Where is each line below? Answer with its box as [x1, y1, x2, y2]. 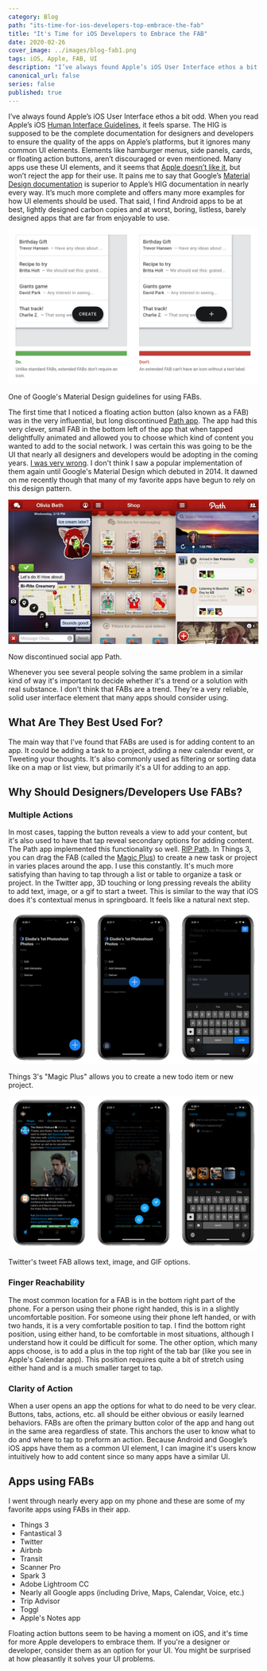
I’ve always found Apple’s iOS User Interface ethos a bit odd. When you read [8, 112, 259, 121]
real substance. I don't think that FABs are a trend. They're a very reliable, [8, 684, 249, 693]
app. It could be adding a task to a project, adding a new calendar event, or [8, 745, 254, 755]
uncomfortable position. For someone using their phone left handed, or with [8, 1312, 256, 1322]
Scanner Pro [19, 1562, 61, 1571]
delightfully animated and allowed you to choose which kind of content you [8, 433, 254, 442]
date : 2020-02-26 [8, 38, 66, 46]
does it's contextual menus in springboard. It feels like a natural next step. [8, 895, 250, 904]
